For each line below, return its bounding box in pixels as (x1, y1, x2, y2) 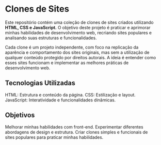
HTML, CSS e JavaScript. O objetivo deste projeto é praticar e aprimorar (5, 24, 151, 30)
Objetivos (5, 111, 35, 119)
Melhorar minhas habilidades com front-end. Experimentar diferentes (5, 124, 144, 129)
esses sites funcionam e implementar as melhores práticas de (5, 60, 129, 65)
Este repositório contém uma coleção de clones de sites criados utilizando (5, 19, 154, 25)
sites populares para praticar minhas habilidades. (5, 134, 103, 140)
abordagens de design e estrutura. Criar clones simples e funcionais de (5, 129, 148, 135)
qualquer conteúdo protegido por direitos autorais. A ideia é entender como (5, 54, 156, 60)
